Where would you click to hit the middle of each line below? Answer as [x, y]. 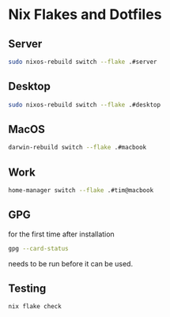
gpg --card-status [38, 248]
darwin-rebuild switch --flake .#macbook [77, 148]
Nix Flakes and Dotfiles [85, 15]
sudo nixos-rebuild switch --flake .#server [83, 62]
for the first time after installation [61, 234]
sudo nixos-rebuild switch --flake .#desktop [84, 104]
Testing [27, 289]
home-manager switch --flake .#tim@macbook [81, 191]
